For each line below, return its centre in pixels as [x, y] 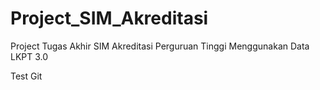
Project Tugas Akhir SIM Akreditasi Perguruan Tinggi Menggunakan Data [160, 46]
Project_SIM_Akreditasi [109, 18]
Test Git [26, 76]
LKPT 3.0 [29, 56]
